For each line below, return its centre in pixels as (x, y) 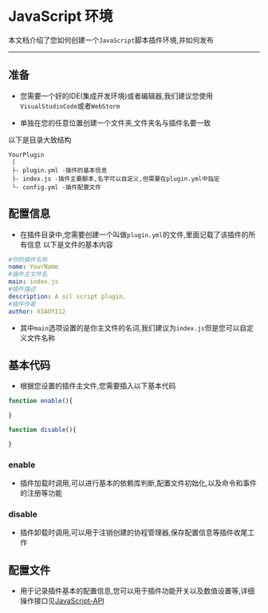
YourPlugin (26, 155)
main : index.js (33, 282)
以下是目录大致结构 (40, 140)
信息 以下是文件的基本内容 (70, 244)
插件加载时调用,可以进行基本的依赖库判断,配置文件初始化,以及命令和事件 (138, 483)
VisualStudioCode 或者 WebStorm (70, 105)
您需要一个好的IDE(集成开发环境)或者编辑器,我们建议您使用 (116, 96)
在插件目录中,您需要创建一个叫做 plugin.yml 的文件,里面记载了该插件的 (134, 234)
